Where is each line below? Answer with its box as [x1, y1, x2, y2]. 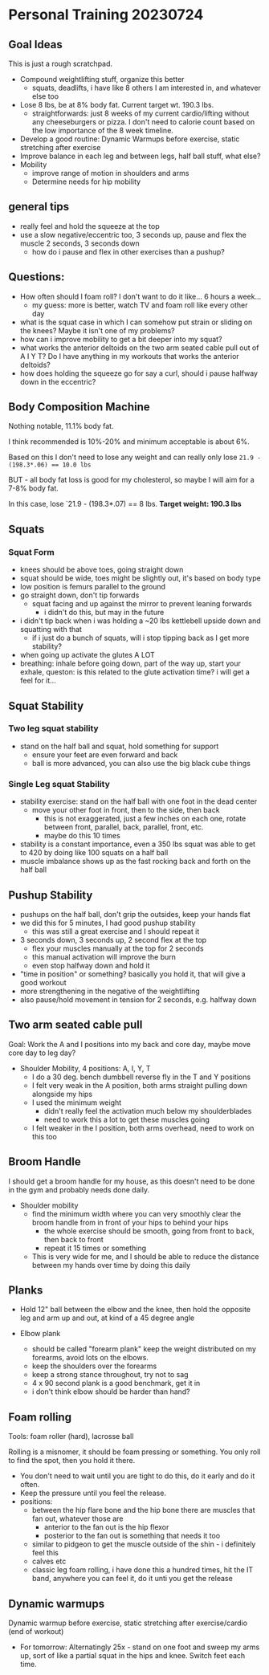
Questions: [8, 271, 65, 284]
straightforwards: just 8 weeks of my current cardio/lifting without [31, 108, 250, 118]
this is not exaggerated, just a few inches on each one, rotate [43, 813, 247, 824]
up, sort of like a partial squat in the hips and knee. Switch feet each [19, 1650, 246, 1660]
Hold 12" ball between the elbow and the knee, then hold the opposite [19, 1305, 251, 1314]
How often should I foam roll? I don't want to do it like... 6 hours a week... [19, 291, 262, 301]
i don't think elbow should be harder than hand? [31, 1387, 190, 1396]
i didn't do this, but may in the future [43, 608, 165, 617]
